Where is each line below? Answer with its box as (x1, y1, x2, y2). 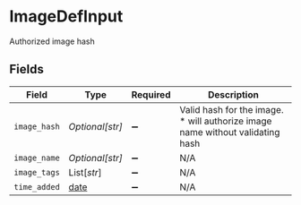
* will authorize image (178, 115, 272, 127)
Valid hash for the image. (178, 103, 284, 115)
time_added (13, 182, 60, 192)
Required (131, 88, 171, 100)
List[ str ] (68, 166, 102, 178)
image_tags (13, 167, 60, 177)
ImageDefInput (9, 6, 124, 27)
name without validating (178, 125, 280, 138)
